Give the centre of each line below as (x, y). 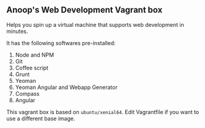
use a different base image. (41, 118)
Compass (27, 93)
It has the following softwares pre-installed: (61, 43)
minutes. (17, 31)
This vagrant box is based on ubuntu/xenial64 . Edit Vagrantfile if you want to (103, 112)
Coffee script (32, 68)
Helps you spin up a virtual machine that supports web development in (95, 24)
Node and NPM (35, 55)
